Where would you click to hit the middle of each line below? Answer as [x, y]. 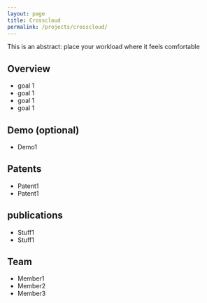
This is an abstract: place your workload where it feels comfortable [104, 47]
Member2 [31, 286]
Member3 [31, 294]
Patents [24, 169]
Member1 [31, 278]
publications [35, 216]
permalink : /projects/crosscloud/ [58, 27]
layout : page [26, 14]
